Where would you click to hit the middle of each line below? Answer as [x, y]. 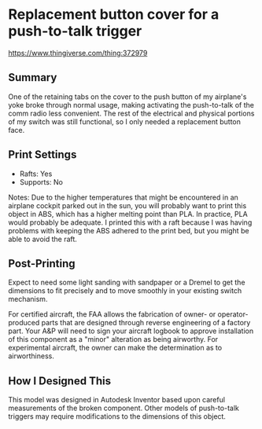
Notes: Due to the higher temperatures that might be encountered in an [123, 197]
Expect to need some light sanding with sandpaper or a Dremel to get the [127, 282]
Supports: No [41, 181]
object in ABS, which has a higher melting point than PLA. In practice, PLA [128, 214]
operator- [233, 314]
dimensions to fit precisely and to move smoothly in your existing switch [125, 291]
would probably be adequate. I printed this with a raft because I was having [130, 222]
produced [24, 323]
